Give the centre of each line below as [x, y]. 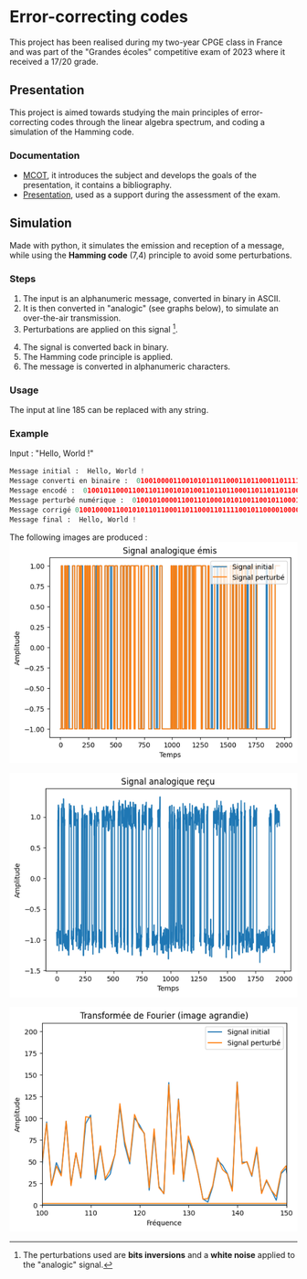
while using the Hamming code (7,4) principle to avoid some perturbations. [151, 255]
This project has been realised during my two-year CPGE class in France [146, 42]
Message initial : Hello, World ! [77, 471]
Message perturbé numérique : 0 [73, 501]
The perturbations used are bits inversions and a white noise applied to [159, 1254]
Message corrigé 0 [44, 510]
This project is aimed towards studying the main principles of [124, 112]
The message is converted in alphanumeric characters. [127, 366]
